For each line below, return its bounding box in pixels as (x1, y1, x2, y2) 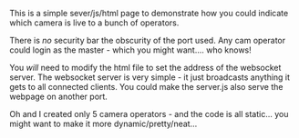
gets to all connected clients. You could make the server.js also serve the (9, 82, 284, 92)
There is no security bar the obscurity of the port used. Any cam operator (9, 35, 285, 45)
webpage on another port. (9, 91, 108, 102)
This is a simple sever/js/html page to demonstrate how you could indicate (9, 8, 289, 18)
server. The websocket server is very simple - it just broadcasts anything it (9, 72, 290, 83)
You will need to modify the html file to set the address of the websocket (9, 63, 282, 73)
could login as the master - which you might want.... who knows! (9, 44, 253, 55)
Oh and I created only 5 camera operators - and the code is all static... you (9, 109, 289, 119)
